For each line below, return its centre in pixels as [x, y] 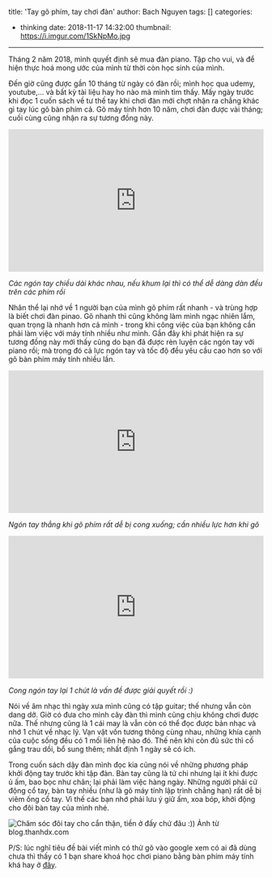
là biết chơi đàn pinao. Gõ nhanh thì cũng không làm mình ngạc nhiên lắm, [132, 316]
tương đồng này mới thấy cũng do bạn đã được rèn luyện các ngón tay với [132, 342]
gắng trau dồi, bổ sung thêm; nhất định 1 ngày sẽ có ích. [102, 749]
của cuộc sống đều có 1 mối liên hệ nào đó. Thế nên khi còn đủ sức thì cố [131, 740]
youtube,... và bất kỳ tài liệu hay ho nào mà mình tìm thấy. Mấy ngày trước [131, 92]
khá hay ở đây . [33, 864]
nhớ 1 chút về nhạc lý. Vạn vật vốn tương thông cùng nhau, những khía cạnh [135, 732]
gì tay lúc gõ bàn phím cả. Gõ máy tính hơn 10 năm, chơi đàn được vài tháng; [136, 109]
